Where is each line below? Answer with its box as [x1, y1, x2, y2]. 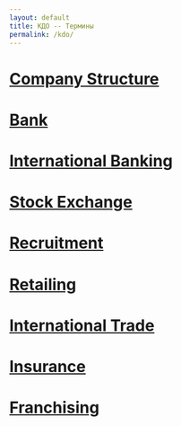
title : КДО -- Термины [9, 22, 94, 31]
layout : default [9, 13, 70, 22]
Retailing [9, 274, 77, 295]
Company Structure [9, 68, 159, 89]
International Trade [9, 315, 155, 335]
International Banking [9, 150, 173, 171]
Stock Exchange [9, 192, 133, 212]
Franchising [9, 397, 100, 418]
